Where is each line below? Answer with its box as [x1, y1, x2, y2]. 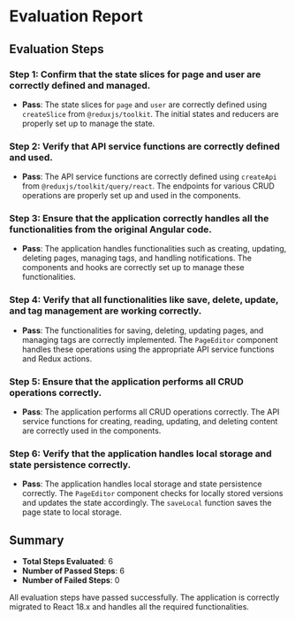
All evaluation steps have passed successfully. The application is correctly [9, 592, 280, 603]
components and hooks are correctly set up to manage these [21, 262, 245, 273]
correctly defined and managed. [9, 79, 151, 91]
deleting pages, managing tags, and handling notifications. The [21, 252, 252, 263]
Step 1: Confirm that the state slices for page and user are [9, 68, 261, 81]
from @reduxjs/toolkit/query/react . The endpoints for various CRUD [21, 181, 276, 191]
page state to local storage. [21, 507, 122, 517]
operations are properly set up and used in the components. [21, 190, 241, 201]
